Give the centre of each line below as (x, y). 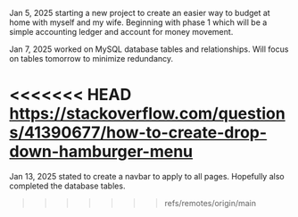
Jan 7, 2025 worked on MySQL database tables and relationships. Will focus (149, 49)
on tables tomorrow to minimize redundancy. (91, 58)
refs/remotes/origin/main (211, 203)
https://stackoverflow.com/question (147, 114)
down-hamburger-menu (101, 152)
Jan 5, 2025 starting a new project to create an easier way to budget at (140, 13)
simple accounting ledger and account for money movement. (121, 32)
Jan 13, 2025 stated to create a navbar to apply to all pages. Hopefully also (147, 176)
